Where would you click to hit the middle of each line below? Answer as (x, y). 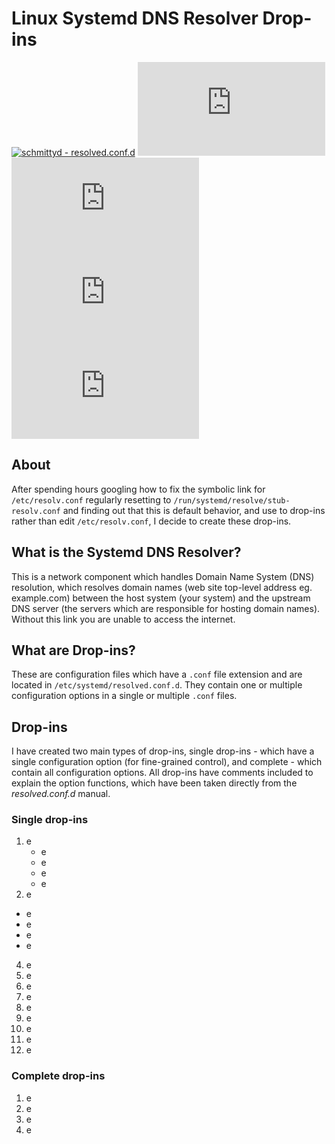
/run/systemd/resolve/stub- (232, 500)
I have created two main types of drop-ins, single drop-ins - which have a (163, 751)
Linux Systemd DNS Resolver (135, 18)
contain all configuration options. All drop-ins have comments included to (162, 773)
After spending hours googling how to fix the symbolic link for (138, 489)
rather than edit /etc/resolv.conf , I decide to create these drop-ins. (151, 521)
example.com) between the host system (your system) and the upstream (161, 598)
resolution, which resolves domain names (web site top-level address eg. (162, 587)
